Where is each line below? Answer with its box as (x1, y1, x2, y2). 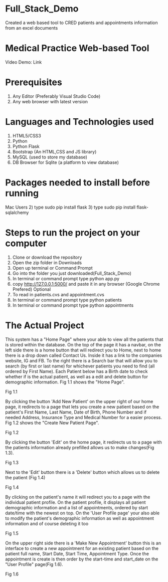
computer (5, 238, 47, 249)
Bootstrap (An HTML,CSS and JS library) (12, 148, 97, 154)
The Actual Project (5, 319, 84, 331)
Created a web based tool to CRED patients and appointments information (5, 20, 158, 26)
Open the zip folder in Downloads (12, 259, 82, 266)
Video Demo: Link (5, 59, 42, 65)
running (5, 187, 39, 199)
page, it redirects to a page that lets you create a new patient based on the (5, 404, 159, 410)
